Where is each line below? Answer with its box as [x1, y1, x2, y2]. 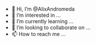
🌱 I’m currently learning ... [11, 18, 74, 24]
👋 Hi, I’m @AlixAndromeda [11, 6, 75, 12]
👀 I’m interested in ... [11, 12, 61, 19]
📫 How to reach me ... [11, 31, 66, 37]
